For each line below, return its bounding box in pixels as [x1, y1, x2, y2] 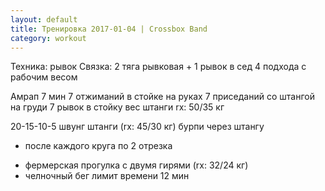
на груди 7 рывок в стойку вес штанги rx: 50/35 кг [10, 101, 225, 113]
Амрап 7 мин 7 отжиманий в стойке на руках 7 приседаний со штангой [10, 91, 315, 103]
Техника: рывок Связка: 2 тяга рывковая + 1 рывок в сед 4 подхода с [10, 61, 307, 73]
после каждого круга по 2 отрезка [24, 140, 173, 152]
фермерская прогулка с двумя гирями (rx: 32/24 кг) [24, 159, 249, 171]
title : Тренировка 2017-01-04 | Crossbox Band [10, 24, 208, 34]
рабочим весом [10, 71, 78, 83]
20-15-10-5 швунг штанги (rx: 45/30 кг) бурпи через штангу [10, 121, 265, 133]
